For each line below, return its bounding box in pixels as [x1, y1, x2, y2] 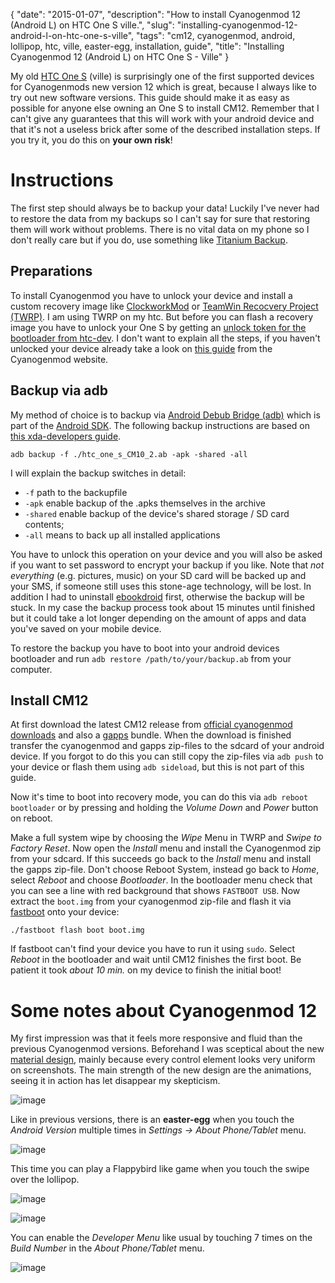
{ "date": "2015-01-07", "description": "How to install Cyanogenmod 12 [10, 9, 302, 20]
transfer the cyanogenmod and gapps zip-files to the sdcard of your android [10, 740, 325, 752]
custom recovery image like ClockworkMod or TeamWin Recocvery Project [10, 300, 319, 312]
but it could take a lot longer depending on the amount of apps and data [10, 612, 307, 624]
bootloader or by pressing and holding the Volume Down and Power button [10, 802, 319, 814]
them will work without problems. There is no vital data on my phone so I [10, 223, 310, 235]
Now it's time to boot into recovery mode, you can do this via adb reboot [10, 791, 309, 803]
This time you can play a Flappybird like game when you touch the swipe [10, 1163, 310, 1175]
